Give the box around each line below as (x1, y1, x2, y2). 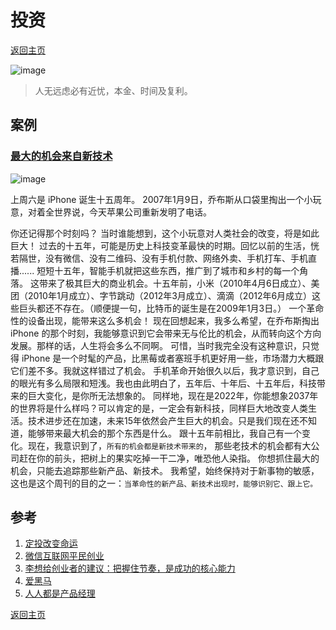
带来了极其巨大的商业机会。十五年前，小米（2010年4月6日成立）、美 (38, 277, 320, 289)
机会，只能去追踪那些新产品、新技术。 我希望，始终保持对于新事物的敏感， (10, 464, 320, 476)
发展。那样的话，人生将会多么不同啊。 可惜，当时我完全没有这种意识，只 (10, 339, 311, 351)
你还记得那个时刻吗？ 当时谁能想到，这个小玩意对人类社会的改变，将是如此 (10, 227, 320, 239)
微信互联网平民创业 (24, 550, 105, 562)
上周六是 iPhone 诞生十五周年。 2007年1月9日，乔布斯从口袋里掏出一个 (10, 193, 305, 205)
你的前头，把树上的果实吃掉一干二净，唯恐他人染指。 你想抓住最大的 (36, 452, 320, 464)
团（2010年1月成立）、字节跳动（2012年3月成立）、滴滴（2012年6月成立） (10, 289, 313, 301)
